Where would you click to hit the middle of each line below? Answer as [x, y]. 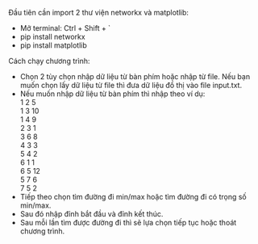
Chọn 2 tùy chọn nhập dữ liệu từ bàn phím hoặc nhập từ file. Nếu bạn [135, 76]
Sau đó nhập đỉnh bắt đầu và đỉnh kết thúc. [92, 214]
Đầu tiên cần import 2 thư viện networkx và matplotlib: [99, 13]
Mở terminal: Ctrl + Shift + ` [65, 28]
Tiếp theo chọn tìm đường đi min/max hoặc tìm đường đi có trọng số [133, 197]
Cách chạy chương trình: [49, 61]
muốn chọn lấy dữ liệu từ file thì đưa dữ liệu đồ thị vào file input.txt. [131, 85]
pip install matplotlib [53, 45]
